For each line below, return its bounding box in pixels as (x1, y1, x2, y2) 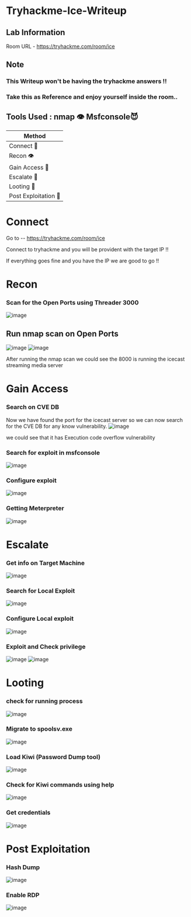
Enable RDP (6, 891, 40, 899)
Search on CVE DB (6, 403, 60, 411)
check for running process (6, 697, 83, 705)
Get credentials (6, 808, 51, 816)
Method (23, 132, 46, 140)
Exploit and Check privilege (6, 642, 86, 650)
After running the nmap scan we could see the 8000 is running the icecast (6, 355, 185, 363)
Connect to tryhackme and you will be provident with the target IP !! (6, 245, 169, 252)
